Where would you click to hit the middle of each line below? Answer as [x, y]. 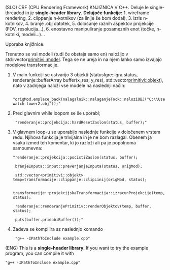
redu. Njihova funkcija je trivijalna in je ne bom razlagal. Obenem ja [82, 137]
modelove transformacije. [32, 65]
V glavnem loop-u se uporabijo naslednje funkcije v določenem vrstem [87, 132]
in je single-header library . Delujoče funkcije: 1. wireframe [87, 13]
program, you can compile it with [40, 253]
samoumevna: [27, 148]
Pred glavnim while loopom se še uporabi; [56, 113]
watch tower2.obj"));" [37, 104]
